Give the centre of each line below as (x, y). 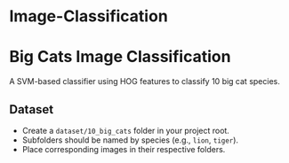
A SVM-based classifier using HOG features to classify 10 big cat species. (144, 81)
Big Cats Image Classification (120, 57)
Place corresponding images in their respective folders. (124, 149)
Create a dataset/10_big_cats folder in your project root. (125, 130)
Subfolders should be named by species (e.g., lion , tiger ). (130, 140)
